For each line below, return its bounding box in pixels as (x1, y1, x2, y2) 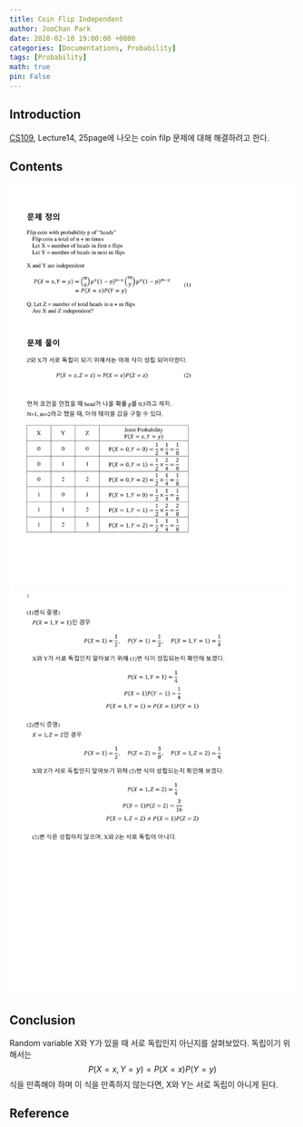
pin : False (9, 73, 51, 82)
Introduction (9, 107, 82, 123)
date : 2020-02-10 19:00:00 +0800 (9, 34, 136, 43)
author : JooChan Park (9, 24, 92, 34)
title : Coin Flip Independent (9, 15, 124, 24)
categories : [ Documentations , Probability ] (9, 44, 177, 53)
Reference (9, 1106, 70, 1122)
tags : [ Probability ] (9, 53, 88, 63)
